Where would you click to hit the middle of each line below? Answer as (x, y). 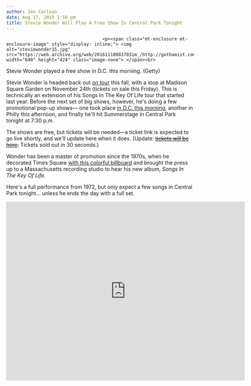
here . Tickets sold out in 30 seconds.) (53, 145)
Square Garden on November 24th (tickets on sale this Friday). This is (92, 89)
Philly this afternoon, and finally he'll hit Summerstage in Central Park (91, 115)
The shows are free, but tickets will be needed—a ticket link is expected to (97, 132)
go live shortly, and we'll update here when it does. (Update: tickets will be (97, 138)
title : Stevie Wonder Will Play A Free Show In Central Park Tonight (94, 23)
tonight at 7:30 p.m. (30, 121)
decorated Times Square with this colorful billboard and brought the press (97, 163)
